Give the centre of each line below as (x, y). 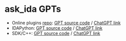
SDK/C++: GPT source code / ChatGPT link (56, 33)
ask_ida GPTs (33, 9)
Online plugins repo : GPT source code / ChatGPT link (66, 23)
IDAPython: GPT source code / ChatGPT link (57, 28)
